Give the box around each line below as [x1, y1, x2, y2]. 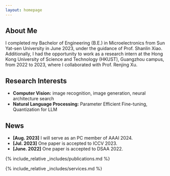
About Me [5, 27, 37, 35]
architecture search [12, 96, 54, 102]
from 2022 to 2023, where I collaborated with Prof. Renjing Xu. [5, 62, 138, 68]
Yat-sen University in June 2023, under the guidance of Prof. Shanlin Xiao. [5, 46, 163, 52]
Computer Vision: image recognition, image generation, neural [12, 90, 146, 96]
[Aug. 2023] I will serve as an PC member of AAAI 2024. [12, 135, 133, 141]
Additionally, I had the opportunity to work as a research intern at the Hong [5, 51, 163, 57]
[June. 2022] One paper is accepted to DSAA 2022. [12, 146, 123, 152]
